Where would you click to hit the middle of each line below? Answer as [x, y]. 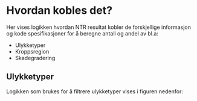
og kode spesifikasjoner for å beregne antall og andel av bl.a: [82, 33]
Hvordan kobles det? [60, 11]
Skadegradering [35, 58]
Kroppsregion [32, 51]
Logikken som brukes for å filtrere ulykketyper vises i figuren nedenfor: [95, 91]
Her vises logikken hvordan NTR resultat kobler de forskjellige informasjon [99, 27]
